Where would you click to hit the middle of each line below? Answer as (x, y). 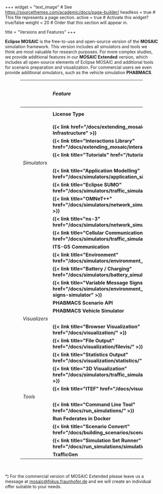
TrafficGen (65, 454)
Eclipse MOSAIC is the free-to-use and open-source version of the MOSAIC (81, 41)
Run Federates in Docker (82, 418)
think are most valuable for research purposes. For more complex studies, (79, 52)
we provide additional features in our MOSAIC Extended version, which (76, 57)
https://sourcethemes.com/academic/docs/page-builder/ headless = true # (80, 12)
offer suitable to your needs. (33, 486)
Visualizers (35, 319)
